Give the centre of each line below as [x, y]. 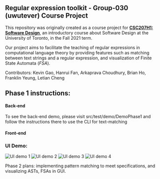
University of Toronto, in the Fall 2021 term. [49, 38]
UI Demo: [16, 146]
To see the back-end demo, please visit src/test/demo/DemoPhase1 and [78, 117]
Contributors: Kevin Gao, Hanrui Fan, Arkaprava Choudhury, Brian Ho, [76, 73]
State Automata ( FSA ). [28, 63]
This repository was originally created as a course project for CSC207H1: [79, 27]
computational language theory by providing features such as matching [77, 52]
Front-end [15, 133]
